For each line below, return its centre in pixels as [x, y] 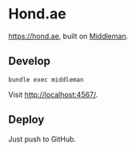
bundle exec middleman [46, 80]
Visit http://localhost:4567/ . [53, 94]
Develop [29, 61]
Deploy [26, 120]
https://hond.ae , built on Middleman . [68, 36]
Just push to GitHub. [42, 139]
